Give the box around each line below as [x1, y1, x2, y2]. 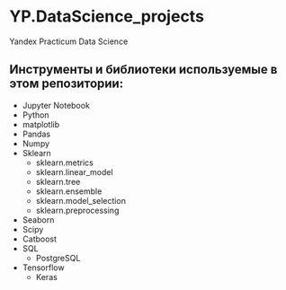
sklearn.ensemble [35, 186, 103, 197]
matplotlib [22, 119, 60, 129]
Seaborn [22, 214, 55, 225]
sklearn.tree [35, 176, 81, 187]
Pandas [22, 128, 51, 139]
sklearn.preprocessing [35, 205, 120, 215]
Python [22, 110, 49, 120]
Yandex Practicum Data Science [9, 36, 129, 47]
